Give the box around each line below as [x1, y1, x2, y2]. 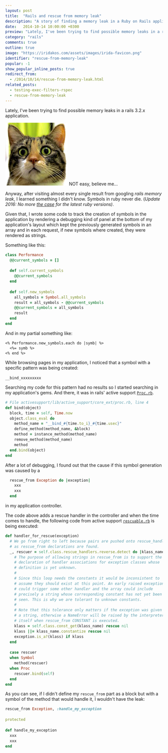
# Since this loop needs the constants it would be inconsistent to [14, 576, 160, 581]
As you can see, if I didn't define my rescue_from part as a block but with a [5, 691, 158, 697]
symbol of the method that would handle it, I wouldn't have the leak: [5, 696, 145, 702]
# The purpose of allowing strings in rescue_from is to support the [14, 555, 162, 560]
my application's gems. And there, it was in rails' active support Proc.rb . [5, 389, 154, 395]
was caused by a [5, 467, 40, 473]
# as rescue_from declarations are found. [9, 544, 99, 549]
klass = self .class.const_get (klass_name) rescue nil [14, 623, 128, 628]
